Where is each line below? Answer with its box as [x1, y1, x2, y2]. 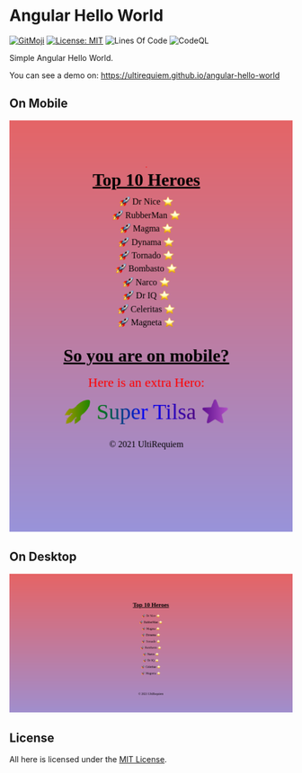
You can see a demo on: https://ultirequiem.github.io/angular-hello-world [9, 69, 280, 81]
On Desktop [9, 549, 77, 565]
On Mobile [9, 96, 68, 111]
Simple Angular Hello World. [9, 52, 114, 63]
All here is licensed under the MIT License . [9, 753, 168, 764]
